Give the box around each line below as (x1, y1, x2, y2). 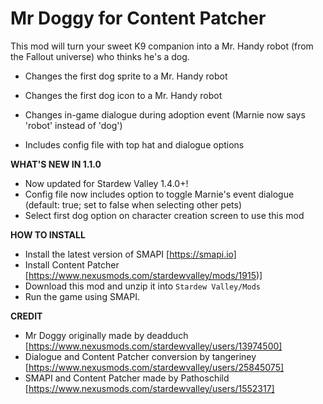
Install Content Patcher (24, 258, 120, 271)
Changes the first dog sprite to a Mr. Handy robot (24, 70, 228, 82)
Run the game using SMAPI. (24, 290, 140, 302)
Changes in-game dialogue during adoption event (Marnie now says (24, 108, 306, 121)
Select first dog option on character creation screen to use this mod (24, 209, 305, 221)
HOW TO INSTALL (10, 228, 86, 241)
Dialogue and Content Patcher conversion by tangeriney (24, 350, 257, 362)
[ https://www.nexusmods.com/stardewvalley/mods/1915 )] (24, 269, 263, 281)
